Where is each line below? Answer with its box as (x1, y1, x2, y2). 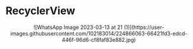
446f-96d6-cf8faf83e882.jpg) (62, 36, 136, 43)
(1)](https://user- (123, 24, 165, 31)
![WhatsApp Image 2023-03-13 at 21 (33, 24, 123, 31)
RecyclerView (5, 4, 75, 18)
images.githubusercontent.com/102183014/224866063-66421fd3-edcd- (10, 30, 188, 37)
